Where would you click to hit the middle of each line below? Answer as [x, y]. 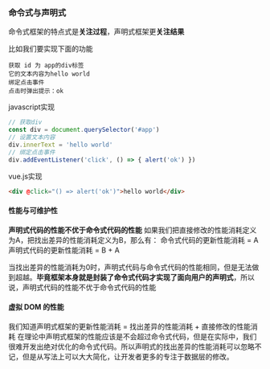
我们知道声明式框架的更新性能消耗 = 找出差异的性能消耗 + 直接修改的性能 [130, 326]
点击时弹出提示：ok [36, 91]
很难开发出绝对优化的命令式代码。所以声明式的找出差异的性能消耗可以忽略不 [135, 346]
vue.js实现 [25, 176]
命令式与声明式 [37, 12]
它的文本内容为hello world [49, 74]
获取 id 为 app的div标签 [46, 66]
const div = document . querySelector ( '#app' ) [84, 130]
